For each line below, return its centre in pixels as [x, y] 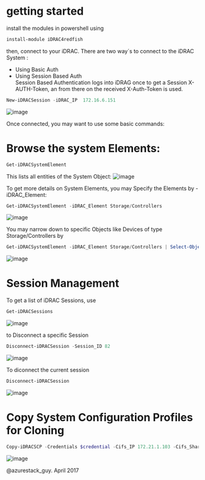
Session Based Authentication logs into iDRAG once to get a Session [101, 82]
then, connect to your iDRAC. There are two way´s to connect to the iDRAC [100, 51]
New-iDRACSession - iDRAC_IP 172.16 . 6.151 [61, 100]
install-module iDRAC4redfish [45, 39]
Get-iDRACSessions [30, 312]
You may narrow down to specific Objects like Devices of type [85, 229]
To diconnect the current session [48, 370]
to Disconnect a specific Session [48, 335]
